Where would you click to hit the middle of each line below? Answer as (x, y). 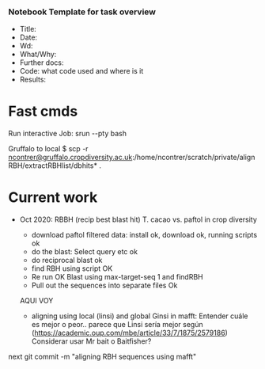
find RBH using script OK (72, 268)
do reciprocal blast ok (67, 261)
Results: (32, 80)
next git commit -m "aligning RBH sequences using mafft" (102, 357)
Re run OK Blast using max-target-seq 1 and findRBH (117, 277)
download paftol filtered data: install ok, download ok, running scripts (144, 235)
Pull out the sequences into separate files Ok (104, 285)
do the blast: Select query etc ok (85, 252)
